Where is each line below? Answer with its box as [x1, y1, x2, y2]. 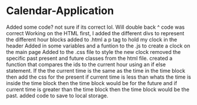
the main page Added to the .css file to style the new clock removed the [6, 48, 181, 55]
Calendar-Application [6, 4, 114, 18]
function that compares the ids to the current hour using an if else [6, 60, 166, 68]
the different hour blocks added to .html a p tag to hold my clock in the [6, 36, 178, 43]
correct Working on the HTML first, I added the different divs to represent [6, 29, 185, 36]
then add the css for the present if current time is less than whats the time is [6, 73, 192, 80]
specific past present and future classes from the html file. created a [6, 55, 173, 62]
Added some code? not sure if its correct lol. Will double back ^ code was [6, 23, 185, 31]
